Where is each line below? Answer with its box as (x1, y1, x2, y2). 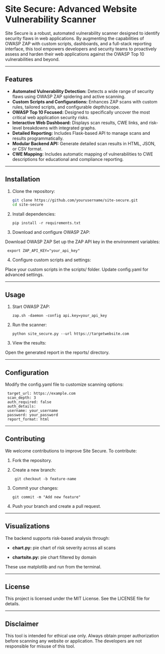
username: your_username (7, 408, 58, 413)
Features (5, 75, 33, 84)
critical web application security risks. (12, 114, 89, 120)
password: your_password (7, 412, 58, 417)
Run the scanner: (12, 322, 47, 328)
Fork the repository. (12, 457, 53, 463)
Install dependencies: (12, 211, 56, 217)
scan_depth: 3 (7, 395, 36, 400)
